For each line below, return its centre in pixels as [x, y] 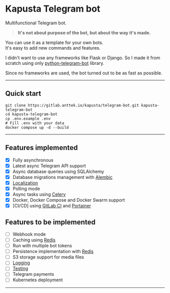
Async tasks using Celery [39, 194]
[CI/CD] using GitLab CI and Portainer [52, 206]
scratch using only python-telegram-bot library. [55, 63]
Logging [21, 263]
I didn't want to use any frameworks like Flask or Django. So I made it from [83, 58]
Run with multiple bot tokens [42, 246]
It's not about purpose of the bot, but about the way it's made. [84, 32]
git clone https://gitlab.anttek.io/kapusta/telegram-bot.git [72, 105]
